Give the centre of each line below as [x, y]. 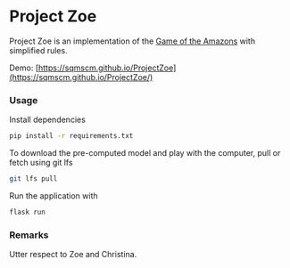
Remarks [29, 235]
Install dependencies [48, 120]
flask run [28, 212]
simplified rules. [39, 50]
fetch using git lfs [41, 163]
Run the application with [54, 195]
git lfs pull [33, 179]
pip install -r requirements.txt [71, 136]
